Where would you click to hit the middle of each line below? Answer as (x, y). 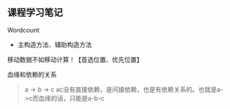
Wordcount (24, 30)
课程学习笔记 (35, 13)
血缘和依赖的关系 (32, 74)
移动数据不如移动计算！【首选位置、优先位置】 (75, 59)
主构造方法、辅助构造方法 (55, 44)
